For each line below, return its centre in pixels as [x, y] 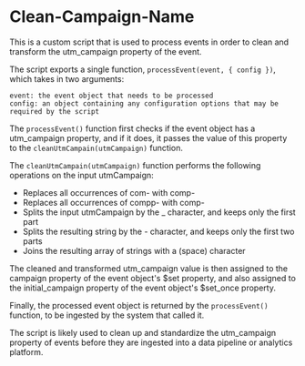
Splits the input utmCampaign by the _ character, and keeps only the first [159, 212]
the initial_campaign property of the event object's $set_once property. [142, 288]
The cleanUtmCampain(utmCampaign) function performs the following [135, 165]
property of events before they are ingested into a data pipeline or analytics [151, 342]
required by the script [55, 111]
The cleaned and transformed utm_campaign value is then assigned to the [149, 268]
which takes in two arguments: [67, 78]
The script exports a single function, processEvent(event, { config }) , [142, 69]
